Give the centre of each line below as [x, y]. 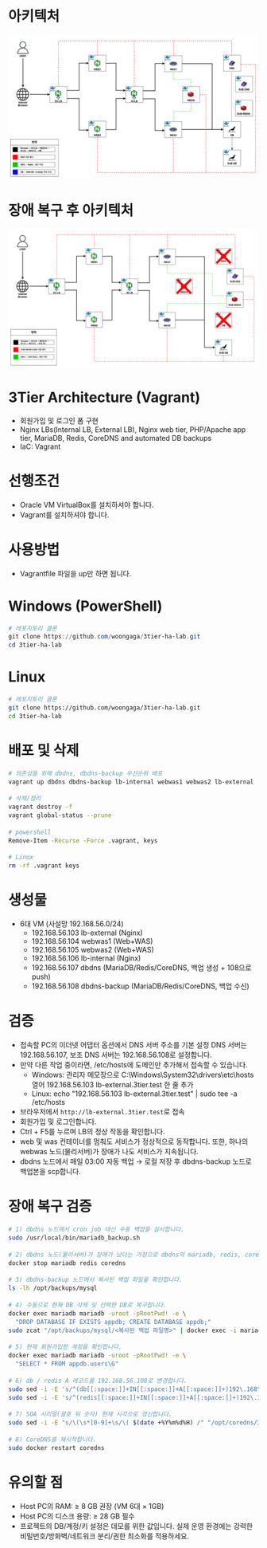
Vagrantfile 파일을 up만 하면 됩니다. [75, 573]
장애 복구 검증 [50, 1206]
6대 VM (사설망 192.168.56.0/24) [72, 924]
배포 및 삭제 [44, 750]
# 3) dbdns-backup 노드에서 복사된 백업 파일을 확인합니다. [95, 1280]
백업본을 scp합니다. [50, 1172]
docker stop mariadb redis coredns [67, 1263]
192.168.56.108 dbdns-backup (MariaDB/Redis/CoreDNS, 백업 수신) [141, 986]
